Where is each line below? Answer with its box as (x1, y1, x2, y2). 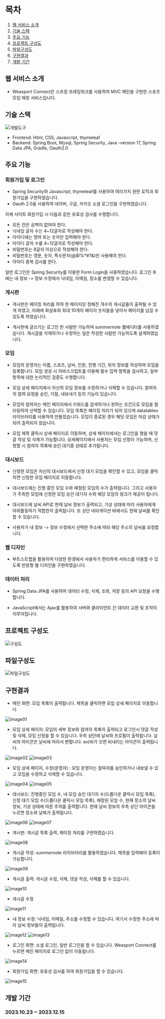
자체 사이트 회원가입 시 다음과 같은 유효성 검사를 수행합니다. (5, 211, 120, 217)
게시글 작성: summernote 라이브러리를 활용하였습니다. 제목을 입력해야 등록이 (12, 850, 161, 856)
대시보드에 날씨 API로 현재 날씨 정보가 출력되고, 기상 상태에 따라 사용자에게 (12, 501, 156, 508)
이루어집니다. (12, 611, 38, 617)
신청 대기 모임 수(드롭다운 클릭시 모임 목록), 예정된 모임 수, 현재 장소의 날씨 (12, 797, 156, 804)
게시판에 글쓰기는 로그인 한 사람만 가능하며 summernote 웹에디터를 (12, 324, 142, 330)
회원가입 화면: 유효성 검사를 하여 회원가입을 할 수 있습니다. (12, 968, 124, 974)
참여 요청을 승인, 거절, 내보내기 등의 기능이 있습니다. (17, 390, 117, 397)
